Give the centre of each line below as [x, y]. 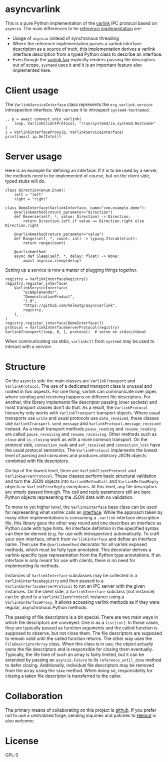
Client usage [32, 91]
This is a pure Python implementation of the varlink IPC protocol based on [81, 23]
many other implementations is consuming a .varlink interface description [82, 517]
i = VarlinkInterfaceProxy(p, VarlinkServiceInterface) [64, 132]
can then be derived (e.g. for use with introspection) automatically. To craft [82, 533]
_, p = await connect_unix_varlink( [43, 119]
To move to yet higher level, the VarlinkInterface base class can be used [81, 507]
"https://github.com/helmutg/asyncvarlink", [70, 305]
